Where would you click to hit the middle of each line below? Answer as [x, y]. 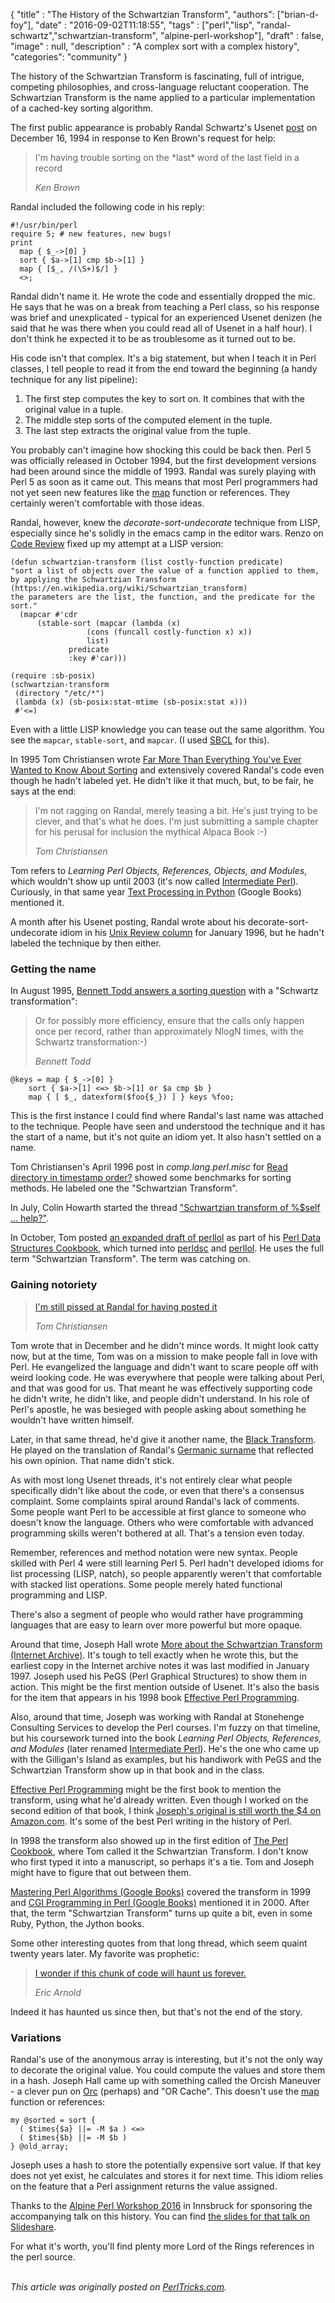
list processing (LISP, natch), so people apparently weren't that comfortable [166, 1573]
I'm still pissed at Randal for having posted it [126, 1306]
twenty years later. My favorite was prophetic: [105, 1953]
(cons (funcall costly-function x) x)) [169, 632]
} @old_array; [40, 2146]
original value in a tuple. [74, 409]
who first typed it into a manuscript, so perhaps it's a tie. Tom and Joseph [162, 1861]
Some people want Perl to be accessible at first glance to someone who [158, 1511]
